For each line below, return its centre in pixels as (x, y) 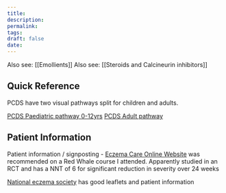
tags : (15, 33)
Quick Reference (43, 86)
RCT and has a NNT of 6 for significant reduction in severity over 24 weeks (113, 168)
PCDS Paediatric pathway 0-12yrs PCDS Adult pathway (85, 116)
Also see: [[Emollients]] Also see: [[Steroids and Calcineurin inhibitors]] (107, 65)
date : (15, 45)
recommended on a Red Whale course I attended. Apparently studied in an (112, 161)
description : (26, 20)
